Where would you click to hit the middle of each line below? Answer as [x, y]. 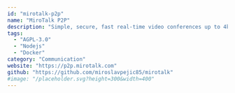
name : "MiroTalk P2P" [39, 20]
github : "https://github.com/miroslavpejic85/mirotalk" [90, 72]
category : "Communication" [47, 59]
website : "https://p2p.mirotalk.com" [62, 66]
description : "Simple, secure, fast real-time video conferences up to [114, 27]
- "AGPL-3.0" [33, 40]
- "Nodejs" [29, 46]
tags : [15, 33]
